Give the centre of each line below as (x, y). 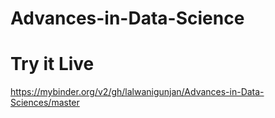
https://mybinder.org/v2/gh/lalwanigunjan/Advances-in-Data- (137, 92)
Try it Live (52, 64)
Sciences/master (45, 103)
